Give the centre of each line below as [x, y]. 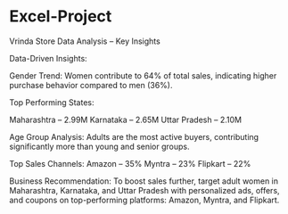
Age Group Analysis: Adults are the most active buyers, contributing [134, 136]
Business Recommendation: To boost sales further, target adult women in [144, 181]
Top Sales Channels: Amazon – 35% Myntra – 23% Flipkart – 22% [130, 163]
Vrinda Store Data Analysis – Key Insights [85, 41]
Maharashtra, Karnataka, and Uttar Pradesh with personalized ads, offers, [144, 190]
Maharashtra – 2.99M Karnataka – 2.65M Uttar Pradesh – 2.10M [126, 119]
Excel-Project [61, 16]
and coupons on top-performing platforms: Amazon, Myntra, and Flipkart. [144, 200]
